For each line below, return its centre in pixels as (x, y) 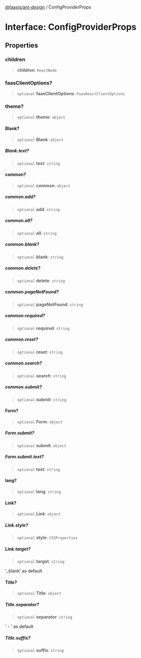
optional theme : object (41, 117)
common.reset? (22, 339)
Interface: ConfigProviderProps (71, 27)
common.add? (20, 197)
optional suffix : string (41, 650)
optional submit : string (42, 399)
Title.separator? (22, 604)
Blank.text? (17, 151)
